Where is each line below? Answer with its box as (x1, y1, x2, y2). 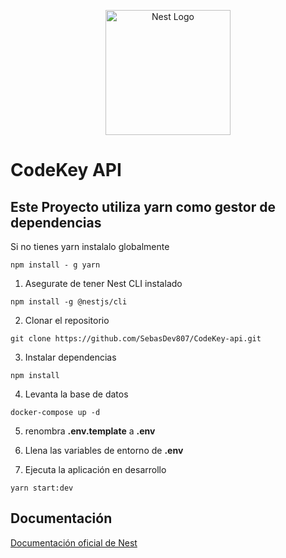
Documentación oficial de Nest (10, 536, 138, 549)
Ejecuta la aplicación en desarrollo (24, 464, 167, 475)
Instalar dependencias (24, 351, 117, 363)
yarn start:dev (10, 483, 74, 493)
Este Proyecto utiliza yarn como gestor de (10, 198, 276, 215)
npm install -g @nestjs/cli (10, 297, 128, 307)
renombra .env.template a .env (24, 425, 156, 437)
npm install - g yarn (10, 260, 101, 270)
